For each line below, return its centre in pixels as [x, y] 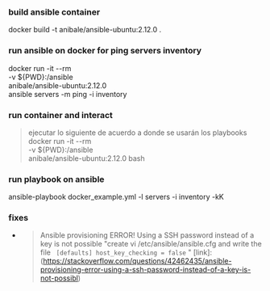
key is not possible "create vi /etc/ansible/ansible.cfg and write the [151, 244]
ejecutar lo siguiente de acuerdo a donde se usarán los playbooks [137, 133]
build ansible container [54, 12]
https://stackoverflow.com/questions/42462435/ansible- [137, 261]
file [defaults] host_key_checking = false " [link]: [126, 252]
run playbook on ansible [56, 179]
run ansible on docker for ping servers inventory [105, 51]
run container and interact [60, 115]
